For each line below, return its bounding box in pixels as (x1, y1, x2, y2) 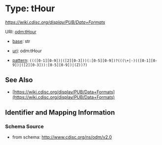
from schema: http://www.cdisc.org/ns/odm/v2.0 (12, 134, 112, 140)
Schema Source (5, 123, 44, 130)
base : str (12, 38, 31, 44)
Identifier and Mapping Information (5, 109, 115, 117)
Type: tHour (5, 3, 55, 14)
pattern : (12, 57, 29, 63)
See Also (5, 76, 33, 84)
